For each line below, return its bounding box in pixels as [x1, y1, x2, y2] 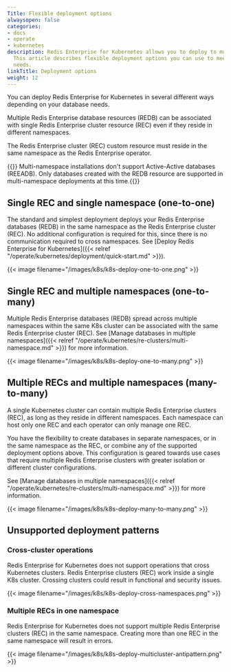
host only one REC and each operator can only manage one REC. [7, 420, 191, 429]
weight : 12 [7, 74, 38, 81]
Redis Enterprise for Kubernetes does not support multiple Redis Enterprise [7, 622, 221, 630]
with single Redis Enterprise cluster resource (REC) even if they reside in [7, 121, 212, 130]
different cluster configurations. [7, 463, 97, 471]
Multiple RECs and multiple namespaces [7, 377, 184, 389]
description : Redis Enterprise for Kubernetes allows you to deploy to [7, 49, 217, 56]
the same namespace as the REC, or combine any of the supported [7, 441, 197, 449]
